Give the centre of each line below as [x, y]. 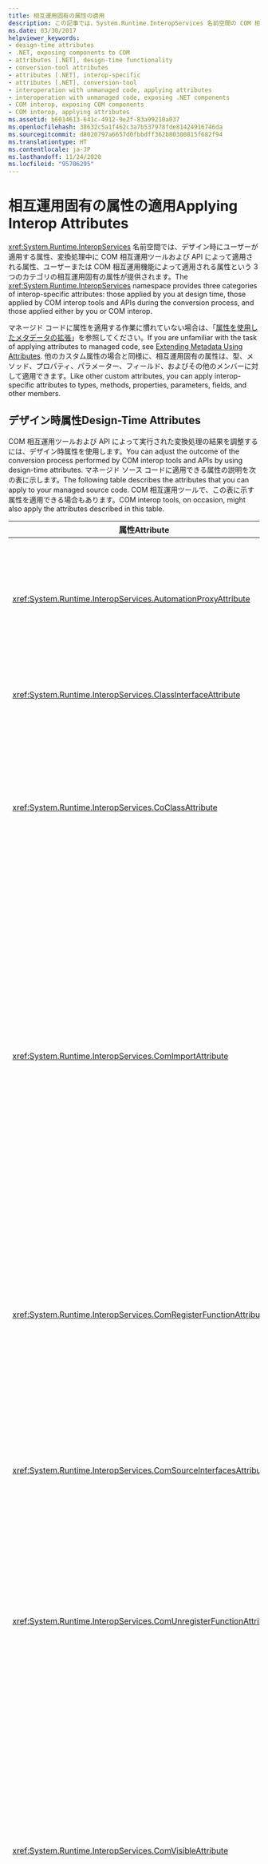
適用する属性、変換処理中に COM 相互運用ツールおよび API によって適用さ [131, 257]
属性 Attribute [144, 529]
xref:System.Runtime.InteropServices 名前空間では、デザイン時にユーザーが [133, 247]
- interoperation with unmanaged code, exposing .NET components [119, 97]
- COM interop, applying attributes [69, 113]
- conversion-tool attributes [59, 68]
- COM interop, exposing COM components [77, 105]
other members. [35, 394]
